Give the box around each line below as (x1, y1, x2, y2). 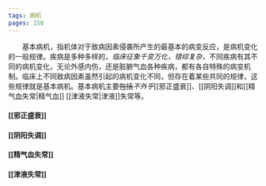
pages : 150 (8, 19, 44, 27)
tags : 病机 (8, 11, 42, 20)
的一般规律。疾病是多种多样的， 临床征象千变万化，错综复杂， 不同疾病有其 (8, 51, 251, 61)
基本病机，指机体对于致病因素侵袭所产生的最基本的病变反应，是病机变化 (22, 41, 258, 51)
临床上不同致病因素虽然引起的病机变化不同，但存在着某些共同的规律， (21, 71, 251, 81)
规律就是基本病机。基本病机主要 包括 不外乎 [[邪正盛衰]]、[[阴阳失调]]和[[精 (14, 81, 256, 91)
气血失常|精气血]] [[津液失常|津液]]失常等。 (8, 91, 148, 101)
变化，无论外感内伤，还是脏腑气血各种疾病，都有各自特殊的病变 (35, 61, 244, 71)
